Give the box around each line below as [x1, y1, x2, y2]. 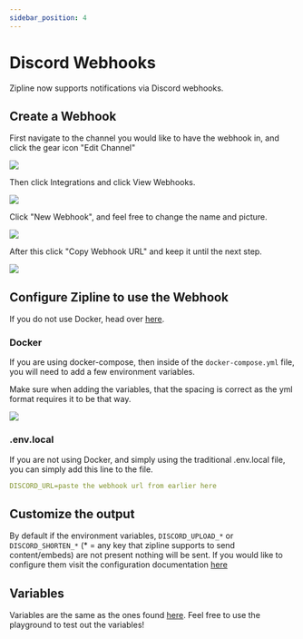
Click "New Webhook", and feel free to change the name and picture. [9, 211, 268, 222]
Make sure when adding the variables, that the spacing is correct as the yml [9, 384, 293, 395]
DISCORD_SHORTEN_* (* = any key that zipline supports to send [9, 540, 236, 551]
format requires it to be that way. [9, 394, 132, 405]
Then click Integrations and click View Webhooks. [9, 177, 196, 188]
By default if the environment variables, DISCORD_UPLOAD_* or [9, 530, 234, 541]
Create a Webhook [9, 108, 117, 123]
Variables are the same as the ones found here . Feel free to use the [9, 610, 261, 621]
